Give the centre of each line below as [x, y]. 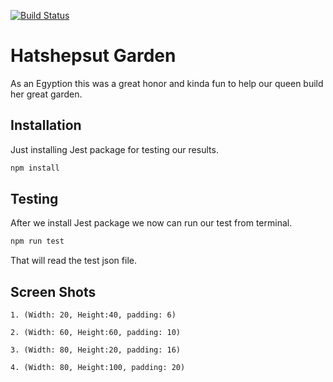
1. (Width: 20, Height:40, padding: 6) [93, 315]
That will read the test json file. [73, 261]
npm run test [37, 241]
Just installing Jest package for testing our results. [114, 149]
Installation [46, 125]
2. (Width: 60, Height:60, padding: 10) [96, 333]
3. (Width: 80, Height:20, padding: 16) [96, 350]
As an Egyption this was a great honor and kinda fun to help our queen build [167, 83]
